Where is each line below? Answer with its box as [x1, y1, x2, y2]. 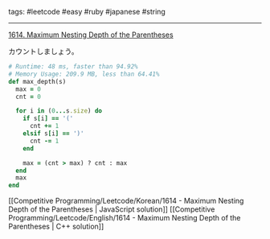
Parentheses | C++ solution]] [8, 221, 104, 232]
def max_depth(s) [8, 77, 67, 85]
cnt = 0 [15, 93, 42, 101]
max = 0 [15, 84, 42, 93]
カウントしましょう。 [8, 47, 79, 56]
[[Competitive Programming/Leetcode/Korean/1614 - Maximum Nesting [8, 196, 244, 206]
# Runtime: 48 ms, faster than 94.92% [8, 63, 138, 71]
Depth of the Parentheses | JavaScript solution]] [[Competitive [8, 204, 215, 214]
